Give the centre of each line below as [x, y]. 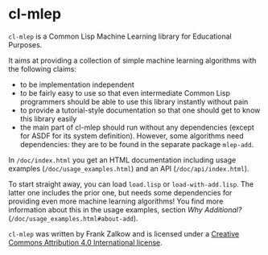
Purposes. [25, 44]
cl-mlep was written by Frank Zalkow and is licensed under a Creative [124, 233]
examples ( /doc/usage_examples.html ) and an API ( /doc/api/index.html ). [129, 168]
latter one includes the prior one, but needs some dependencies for [120, 192]
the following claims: [43, 68]
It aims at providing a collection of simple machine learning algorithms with [132, 60]
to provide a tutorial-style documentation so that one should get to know [140, 110]
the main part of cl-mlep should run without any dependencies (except [137, 127]
